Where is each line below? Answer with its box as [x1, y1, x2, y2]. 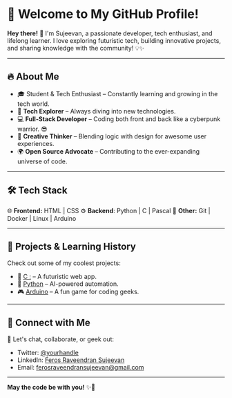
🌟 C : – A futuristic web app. [17, 273, 97, 281]
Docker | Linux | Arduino [7, 214, 77, 222]
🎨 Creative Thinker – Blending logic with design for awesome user [17, 132, 207, 141]
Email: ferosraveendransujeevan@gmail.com [17, 363, 144, 372]
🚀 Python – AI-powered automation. [17, 280, 119, 288]
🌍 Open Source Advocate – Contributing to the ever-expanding [17, 147, 200, 155]
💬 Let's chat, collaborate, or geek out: [7, 335, 115, 343]
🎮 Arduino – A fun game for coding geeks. [17, 287, 139, 296]
